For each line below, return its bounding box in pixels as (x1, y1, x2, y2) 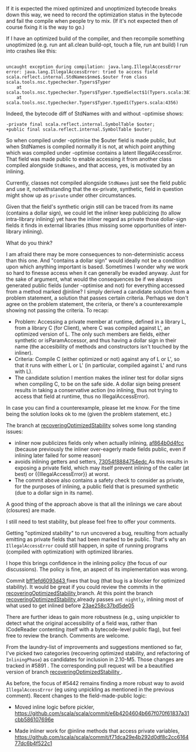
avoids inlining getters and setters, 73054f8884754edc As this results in (14, 458, 188, 465)
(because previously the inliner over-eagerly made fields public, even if (14, 445, 186, 452)
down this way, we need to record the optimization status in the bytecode (6, 11, 183, 18)
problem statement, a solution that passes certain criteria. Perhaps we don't (6, 294, 188, 301)
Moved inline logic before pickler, (14, 703, 95, 710)
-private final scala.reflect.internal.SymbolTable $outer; (6, 121, 156, 127)
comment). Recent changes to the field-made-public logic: (6, 692, 147, 699)
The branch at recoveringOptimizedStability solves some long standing (6, 422, 177, 428)
